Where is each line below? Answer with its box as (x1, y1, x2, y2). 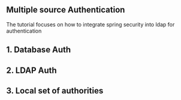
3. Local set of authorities (6, 86, 104, 96)
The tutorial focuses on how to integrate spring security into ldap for (6, 20, 175, 28)
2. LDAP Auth (6, 65, 57, 75)
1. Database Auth (6, 45, 71, 55)
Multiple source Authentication (6, 5, 125, 15)
